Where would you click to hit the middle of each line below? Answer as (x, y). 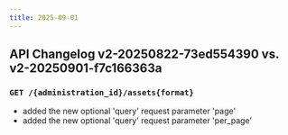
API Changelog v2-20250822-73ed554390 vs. (144, 54)
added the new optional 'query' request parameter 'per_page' (137, 121)
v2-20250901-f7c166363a (86, 68)
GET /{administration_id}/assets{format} (102, 92)
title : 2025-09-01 (44, 18)
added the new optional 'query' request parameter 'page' (129, 111)
